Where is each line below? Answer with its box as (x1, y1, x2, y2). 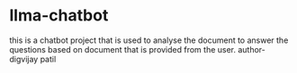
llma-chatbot (9, 5, 109, 26)
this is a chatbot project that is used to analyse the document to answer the (9, 35, 289, 45)
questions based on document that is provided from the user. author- (9, 44, 265, 54)
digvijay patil (9, 53, 57, 64)
